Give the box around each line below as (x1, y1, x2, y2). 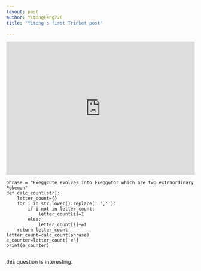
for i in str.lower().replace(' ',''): (17, 201, 117, 207)
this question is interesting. (6, 258, 73, 266)
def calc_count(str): (6, 190, 60, 196)
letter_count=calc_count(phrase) (6, 232, 90, 238)
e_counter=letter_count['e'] (6, 237, 79, 243)
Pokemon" (6, 185, 28, 191)
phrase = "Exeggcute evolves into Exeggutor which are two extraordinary (6, 180, 194, 186)
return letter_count (17, 227, 68, 233)
